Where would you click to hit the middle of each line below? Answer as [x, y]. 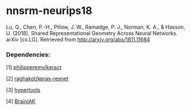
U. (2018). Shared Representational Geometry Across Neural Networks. [92, 33]
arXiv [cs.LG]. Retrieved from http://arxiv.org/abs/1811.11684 [78, 39]
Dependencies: [28, 54]
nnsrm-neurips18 [49, 11]
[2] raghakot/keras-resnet [37, 79]
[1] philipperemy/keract [34, 67]
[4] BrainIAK [21, 101]
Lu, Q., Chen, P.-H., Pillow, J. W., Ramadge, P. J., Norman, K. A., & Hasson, [96, 27]
